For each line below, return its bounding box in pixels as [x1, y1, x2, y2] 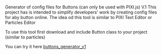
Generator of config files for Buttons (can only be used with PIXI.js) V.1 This [5, 4, 157, 10]
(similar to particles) [5, 34, 46, 40]
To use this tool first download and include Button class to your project [5, 29, 148, 35]
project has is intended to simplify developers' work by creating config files [5, 9, 157, 15]
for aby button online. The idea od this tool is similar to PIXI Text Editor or [5, 15, 152, 20]
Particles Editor [5, 19, 36, 25]
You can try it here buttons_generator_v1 [5, 44, 87, 49]
